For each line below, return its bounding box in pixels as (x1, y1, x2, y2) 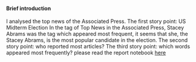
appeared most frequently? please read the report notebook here (6, 49, 166, 56)
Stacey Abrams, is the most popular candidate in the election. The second (6, 37, 188, 44)
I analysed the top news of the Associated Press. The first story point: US (6, 18, 186, 25)
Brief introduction (6, 5, 51, 12)
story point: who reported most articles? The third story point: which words (6, 43, 191, 50)
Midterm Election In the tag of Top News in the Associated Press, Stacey (6, 24, 185, 31)
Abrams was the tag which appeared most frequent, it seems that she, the (6, 30, 188, 38)
